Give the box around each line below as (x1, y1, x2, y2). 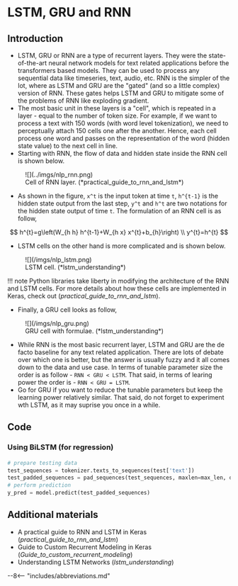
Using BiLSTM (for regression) (7, 442, 114, 452)
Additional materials (7, 509, 98, 521)
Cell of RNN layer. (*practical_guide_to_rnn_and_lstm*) (25, 178, 184, 186)
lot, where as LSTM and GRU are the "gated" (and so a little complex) (17, 81, 220, 89)
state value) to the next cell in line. (17, 142, 118, 150)
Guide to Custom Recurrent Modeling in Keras (17, 543, 152, 551)
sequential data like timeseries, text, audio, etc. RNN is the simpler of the (17, 74, 230, 82)
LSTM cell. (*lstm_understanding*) (25, 263, 126, 271)
